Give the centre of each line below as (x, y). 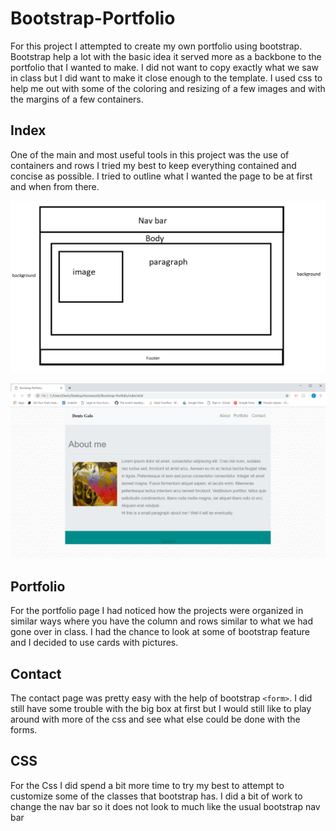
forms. (24, 730)
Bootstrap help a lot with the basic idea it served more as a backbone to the (166, 56)
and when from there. (55, 186)
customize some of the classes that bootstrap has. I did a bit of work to (156, 796)
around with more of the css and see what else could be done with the (155, 719)
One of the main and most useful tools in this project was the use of (150, 154)
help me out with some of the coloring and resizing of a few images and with (168, 88)
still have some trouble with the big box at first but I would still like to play (161, 709)
